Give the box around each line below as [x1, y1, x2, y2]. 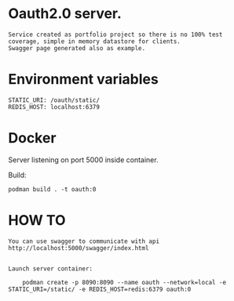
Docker [8, 129, 57, 147]
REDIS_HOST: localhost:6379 [8, 103, 101, 111]
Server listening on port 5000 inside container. [8, 154, 159, 165]
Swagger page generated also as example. [8, 44, 146, 52]
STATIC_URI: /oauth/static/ [8, 96, 101, 104]
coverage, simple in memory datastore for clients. [8, 37, 181, 45]
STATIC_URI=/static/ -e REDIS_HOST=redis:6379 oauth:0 [8, 285, 192, 293]
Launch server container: [8, 264, 93, 273]
